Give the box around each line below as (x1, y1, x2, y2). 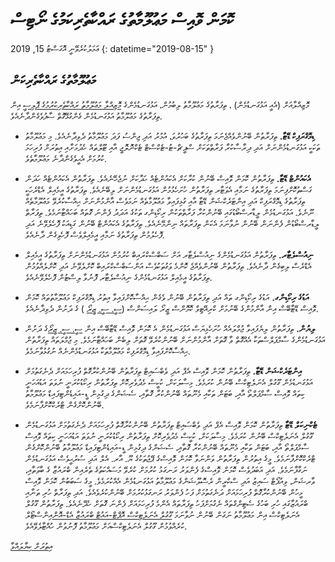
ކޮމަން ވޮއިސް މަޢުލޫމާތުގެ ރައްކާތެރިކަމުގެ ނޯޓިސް (10, 9, 235, 32)
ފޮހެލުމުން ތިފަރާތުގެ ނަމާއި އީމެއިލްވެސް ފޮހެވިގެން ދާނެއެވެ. (24, 229, 165, 241)
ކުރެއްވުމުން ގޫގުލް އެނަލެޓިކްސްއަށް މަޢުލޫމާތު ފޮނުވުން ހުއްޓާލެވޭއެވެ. (24, 520, 188, 532)
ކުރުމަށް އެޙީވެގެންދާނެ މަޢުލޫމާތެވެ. (24, 152, 108, 164)
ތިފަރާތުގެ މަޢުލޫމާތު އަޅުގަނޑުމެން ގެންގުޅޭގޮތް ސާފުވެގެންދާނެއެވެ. (10, 110, 163, 122)
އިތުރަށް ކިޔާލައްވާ (10, 540, 53, 552)
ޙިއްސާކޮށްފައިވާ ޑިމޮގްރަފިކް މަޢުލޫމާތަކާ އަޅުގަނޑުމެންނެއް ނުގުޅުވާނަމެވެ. (24, 345, 191, 357)
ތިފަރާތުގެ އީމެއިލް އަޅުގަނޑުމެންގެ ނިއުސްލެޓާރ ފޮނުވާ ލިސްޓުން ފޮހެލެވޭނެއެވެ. (24, 271, 213, 283)
